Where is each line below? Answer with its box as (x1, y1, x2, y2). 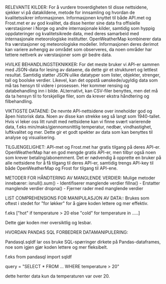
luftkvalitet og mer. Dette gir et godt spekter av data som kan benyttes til (5, 129, 153, 135)
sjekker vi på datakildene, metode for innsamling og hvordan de (5, 9, 135, 15)
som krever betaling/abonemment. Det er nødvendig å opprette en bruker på (5, 155, 162, 161)
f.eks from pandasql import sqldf (5, 254, 72, 260)
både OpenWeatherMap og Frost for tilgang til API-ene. (5, 165, 118, 171)
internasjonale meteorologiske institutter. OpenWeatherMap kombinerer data (5, 36, 162, 42)
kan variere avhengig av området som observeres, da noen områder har (5, 47, 152, 52)
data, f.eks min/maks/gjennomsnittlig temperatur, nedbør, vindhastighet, (5, 124, 153, 130)
